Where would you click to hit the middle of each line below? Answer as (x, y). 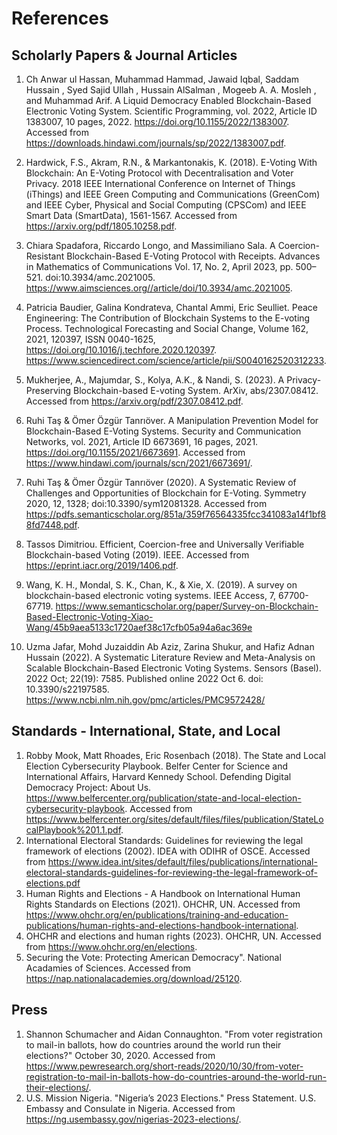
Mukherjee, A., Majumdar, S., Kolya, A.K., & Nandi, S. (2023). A (155, 380)
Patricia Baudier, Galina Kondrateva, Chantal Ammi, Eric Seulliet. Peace (171, 307)
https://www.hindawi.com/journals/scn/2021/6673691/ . (139, 463)
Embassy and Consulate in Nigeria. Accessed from (130, 1108)
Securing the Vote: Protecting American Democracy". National (153, 957)
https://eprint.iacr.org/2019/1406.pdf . (102, 565)
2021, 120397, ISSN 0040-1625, (90, 339)
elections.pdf (53, 883)
